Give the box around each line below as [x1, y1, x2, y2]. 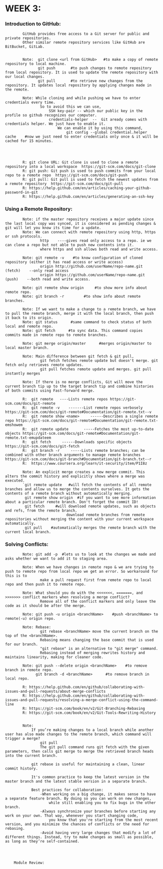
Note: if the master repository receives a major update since [22, 216, 154, 222]
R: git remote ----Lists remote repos [22, 397, 108, 401]
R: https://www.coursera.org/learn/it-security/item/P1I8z [22, 461, 147, 466]
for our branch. [5, 642, 38, 647]
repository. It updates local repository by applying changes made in [5, 83, 152, 88]
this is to [5, 573, 27, 578]
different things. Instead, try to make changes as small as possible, [5, 835, 154, 840]
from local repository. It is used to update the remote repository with [5, 70, 159, 75]
